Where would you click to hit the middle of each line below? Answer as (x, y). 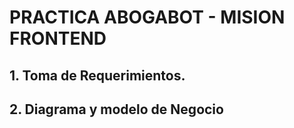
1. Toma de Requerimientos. (97, 75)
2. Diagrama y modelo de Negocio (116, 109)
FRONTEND (58, 38)
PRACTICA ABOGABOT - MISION (147, 17)
